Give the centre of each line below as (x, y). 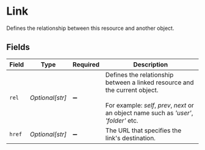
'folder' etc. (122, 120)
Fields (18, 47)
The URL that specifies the (143, 130)
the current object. (132, 90)
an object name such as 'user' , (149, 113)
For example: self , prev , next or (149, 105)
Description (151, 64)
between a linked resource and (149, 82)
